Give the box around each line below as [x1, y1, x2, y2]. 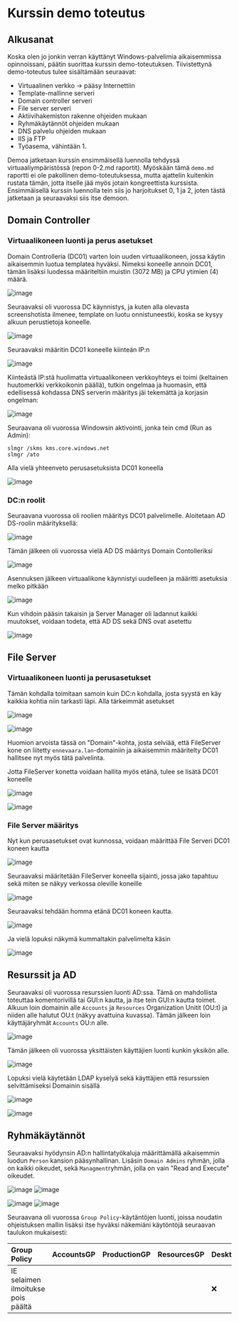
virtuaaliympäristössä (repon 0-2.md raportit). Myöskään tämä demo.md [7, 163, 214, 172]
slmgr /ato [7, 451, 40, 458]
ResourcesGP [157, 1249, 205, 1259]
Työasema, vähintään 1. [17, 142, 87, 151]
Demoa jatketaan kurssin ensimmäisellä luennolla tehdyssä [7, 156, 180, 164]
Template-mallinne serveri [17, 89, 95, 97]
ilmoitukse [11, 1283, 46, 1293]
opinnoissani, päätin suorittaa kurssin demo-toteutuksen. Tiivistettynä [7, 60, 212, 69]
